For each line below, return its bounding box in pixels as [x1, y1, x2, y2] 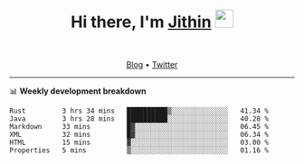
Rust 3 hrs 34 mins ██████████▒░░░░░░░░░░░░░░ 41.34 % [9, 106, 270, 115]
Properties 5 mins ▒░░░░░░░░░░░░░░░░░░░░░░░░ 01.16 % [9, 145, 270, 155]
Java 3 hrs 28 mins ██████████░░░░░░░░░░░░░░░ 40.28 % [9, 114, 270, 123]
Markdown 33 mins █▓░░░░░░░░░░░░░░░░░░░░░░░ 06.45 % [9, 122, 270, 131]
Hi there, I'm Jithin [71, 12, 212, 32]
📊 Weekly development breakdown [9, 86, 147, 96]
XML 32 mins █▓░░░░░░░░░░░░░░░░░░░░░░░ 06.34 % [9, 130, 270, 139]
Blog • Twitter [126, 59, 178, 69]
